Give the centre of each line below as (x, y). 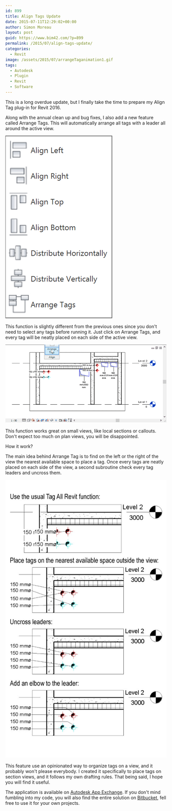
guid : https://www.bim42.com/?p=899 (44, 38)
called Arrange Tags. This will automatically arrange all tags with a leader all (85, 123)
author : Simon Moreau (28, 27)
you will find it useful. (28, 782)
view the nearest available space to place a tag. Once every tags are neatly (84, 462)
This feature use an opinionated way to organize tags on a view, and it (79, 766)
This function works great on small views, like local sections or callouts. (81, 431)
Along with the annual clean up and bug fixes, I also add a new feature (79, 117)
